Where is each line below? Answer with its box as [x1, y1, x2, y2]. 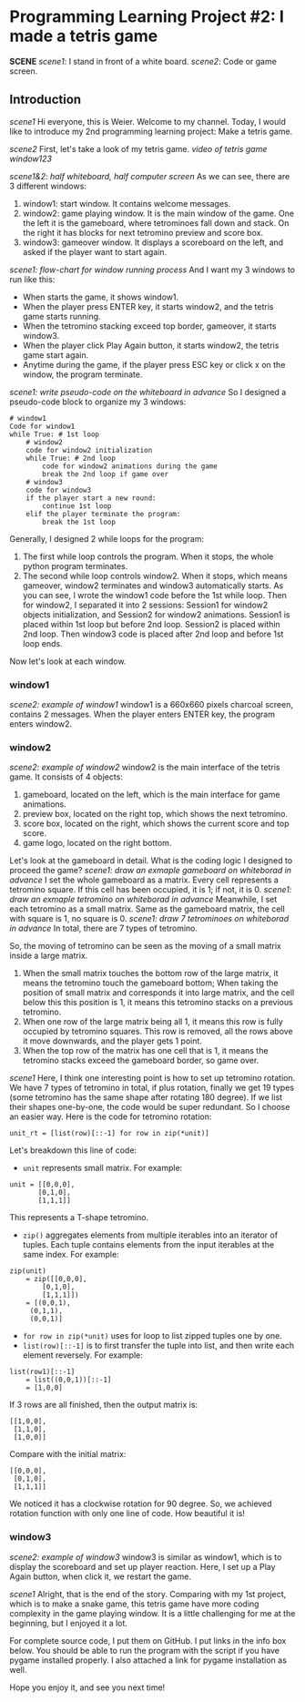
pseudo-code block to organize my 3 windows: [9, 396, 187, 407]
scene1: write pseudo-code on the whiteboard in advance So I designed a [9, 386, 287, 397]
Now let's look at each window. [9, 656, 127, 667]
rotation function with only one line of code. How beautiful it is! [9, 1508, 246, 1519]
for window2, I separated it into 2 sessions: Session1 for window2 [22, 599, 269, 610]
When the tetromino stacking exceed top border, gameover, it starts [22, 321, 277, 331]
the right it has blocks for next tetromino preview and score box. [22, 227, 264, 238]
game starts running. [22, 311, 102, 321]
